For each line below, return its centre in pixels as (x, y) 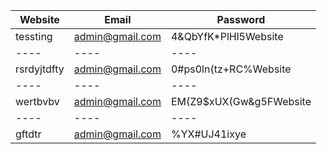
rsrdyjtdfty (40, 69)
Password (241, 19)
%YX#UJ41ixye (208, 134)
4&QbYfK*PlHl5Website (227, 36)
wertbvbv (37, 101)
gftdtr (28, 134)
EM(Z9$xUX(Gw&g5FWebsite (241, 101)
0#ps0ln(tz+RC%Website (231, 69)
